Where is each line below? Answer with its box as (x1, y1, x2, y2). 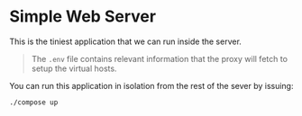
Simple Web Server (9, 6, 156, 27)
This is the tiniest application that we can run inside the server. (9, 36, 242, 47)
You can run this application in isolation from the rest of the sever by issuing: (9, 80, 294, 91)
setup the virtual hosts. (31, 63, 117, 74)
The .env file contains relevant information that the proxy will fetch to (31, 53, 288, 64)
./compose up (9, 97, 59, 107)
